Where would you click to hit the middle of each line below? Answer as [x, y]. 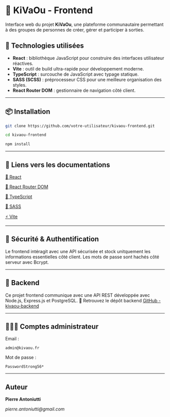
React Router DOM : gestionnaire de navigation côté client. [74, 90]
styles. [19, 85]
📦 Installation [28, 112]
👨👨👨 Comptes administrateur [52, 327]
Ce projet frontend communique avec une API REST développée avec [78, 295]
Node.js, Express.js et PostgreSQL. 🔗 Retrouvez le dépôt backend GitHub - [83, 300]
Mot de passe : [21, 358]
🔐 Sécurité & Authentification [52, 239]
